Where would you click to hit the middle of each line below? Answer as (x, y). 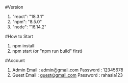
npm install (23, 46)
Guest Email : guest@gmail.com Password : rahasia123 (67, 75)
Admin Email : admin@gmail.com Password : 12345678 (68, 70)
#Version (14, 7)
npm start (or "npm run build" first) (47, 51)
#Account (15, 60)
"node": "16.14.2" (29, 27)
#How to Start (19, 36)
